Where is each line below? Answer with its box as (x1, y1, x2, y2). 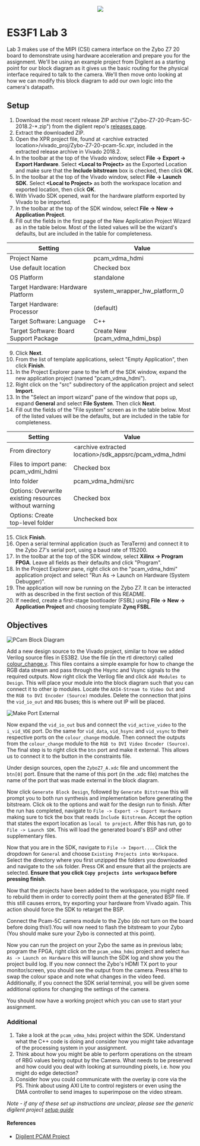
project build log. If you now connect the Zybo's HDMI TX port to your (7, 960, 177, 967)
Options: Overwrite (9, 487, 63, 495)
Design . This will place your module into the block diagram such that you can (7, 679, 194, 686)
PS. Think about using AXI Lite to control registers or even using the (15, 1082, 182, 1089)
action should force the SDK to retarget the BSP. (7, 906, 125, 913)
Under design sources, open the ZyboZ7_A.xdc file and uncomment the (7, 764, 179, 771)
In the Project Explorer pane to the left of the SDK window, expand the (15, 368, 187, 375)
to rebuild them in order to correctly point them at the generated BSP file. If (7, 893, 191, 900)
